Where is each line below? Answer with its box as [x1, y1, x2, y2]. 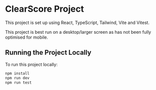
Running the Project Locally [5, 48, 92, 57]
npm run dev [5, 75, 30, 80]
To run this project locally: [5, 61, 58, 67]
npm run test [5, 80, 32, 85]
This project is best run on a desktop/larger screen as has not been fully [5, 29, 152, 35]
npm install [5, 71, 30, 76]
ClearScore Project [5, 3, 84, 15]
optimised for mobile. [5, 34, 48, 40]
